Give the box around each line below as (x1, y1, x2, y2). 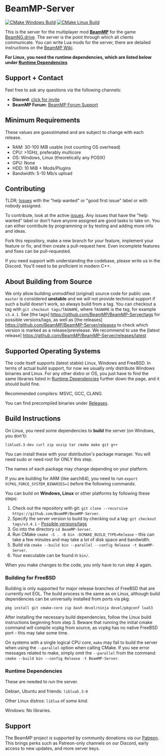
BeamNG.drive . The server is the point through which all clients (5, 34, 134, 40)
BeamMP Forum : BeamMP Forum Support (12, 102, 99, 108)
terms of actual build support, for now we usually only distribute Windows (5, 365, 155, 371)
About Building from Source (5, 277, 93, 286)
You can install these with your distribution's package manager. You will (5, 451, 151, 457)
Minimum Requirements (5, 116, 80, 125)
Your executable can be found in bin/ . (12, 552, 90, 558)
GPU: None (12, 160, 35, 166)
